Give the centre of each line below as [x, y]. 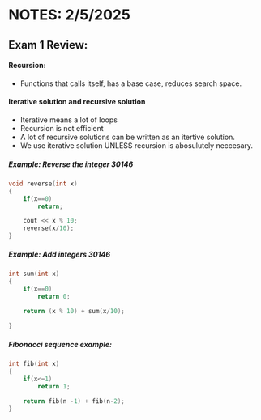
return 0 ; [54, 296]
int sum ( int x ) [34, 274]
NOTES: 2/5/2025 [70, 15]
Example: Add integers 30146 [60, 254]
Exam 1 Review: [48, 45]
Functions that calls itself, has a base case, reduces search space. [130, 83]
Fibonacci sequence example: [60, 344]
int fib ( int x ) [34, 364]
